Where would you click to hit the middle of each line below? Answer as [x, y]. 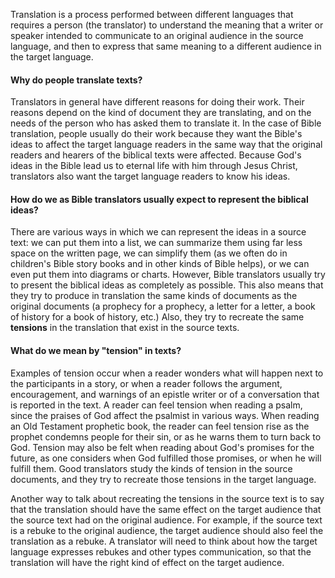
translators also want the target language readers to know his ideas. [150, 176]
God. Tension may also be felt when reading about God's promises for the [162, 447]
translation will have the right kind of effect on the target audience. [147, 562]
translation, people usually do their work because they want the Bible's [156, 134]
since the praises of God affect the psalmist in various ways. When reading [165, 415]
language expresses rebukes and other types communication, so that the [161, 551]
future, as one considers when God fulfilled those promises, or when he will [166, 458]
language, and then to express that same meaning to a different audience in [166, 46]
